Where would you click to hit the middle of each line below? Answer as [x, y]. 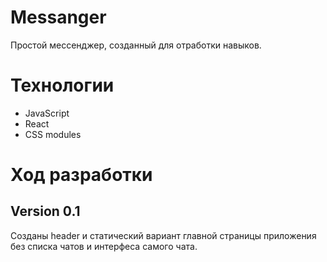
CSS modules [53, 134]
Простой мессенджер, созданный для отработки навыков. [136, 45]
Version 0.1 [45, 211]
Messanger [58, 17]
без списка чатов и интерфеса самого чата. [104, 246]
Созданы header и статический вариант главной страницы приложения [163, 235]
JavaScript [47, 113]
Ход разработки [81, 175]
